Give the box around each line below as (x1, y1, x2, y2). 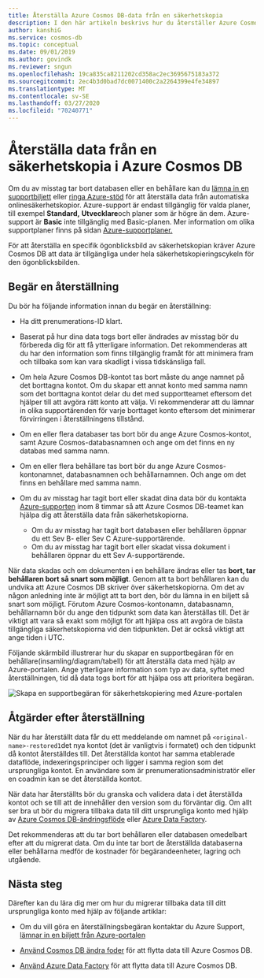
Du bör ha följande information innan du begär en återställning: (8, 301, 211, 311)
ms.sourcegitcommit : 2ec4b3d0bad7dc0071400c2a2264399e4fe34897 (8, 77, 220, 85)
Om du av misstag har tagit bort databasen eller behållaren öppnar (31, 525, 247, 534)
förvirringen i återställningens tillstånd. (19, 414, 145, 423)
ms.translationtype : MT (8, 84, 86, 93)
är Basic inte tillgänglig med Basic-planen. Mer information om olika (35, 217, 255, 226)
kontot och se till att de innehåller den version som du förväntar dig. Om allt (8, 798, 252, 807)
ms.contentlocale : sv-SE (8, 92, 90, 100)
